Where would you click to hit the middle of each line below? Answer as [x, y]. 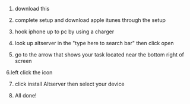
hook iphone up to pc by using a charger [64, 31]
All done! [26, 95]
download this [32, 9]
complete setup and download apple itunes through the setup [90, 20]
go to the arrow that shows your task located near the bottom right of [99, 55]
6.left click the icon [29, 73]
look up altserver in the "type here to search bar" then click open [94, 43]
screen [23, 61]
